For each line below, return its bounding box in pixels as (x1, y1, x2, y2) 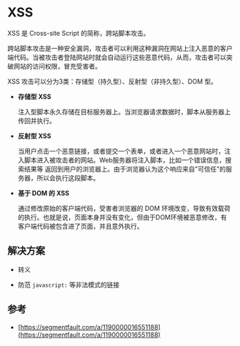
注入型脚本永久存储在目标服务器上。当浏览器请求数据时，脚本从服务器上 (17, 107, 231, 116)
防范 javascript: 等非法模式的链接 (17, 280, 120, 289)
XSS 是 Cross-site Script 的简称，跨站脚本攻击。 (7, 29, 150, 37)
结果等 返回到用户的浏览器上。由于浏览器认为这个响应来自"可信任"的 (24, 164, 226, 173)
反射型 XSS (17, 132, 51, 140)
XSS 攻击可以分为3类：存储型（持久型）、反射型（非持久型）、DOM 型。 (7, 76, 218, 86)
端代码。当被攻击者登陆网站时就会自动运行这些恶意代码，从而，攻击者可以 (7, 53, 226, 61)
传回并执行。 (17, 116, 56, 125)
